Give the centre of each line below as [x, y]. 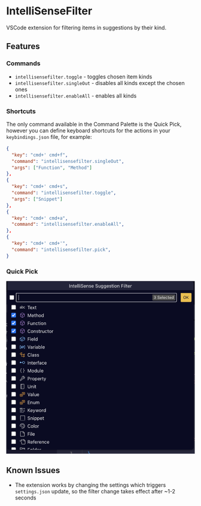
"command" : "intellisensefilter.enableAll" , [68, 225]
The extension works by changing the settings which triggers [90, 485]
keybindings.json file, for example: [49, 137]
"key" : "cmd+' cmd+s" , [40, 187]
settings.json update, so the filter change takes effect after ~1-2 [95, 491]
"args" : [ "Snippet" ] [37, 199]
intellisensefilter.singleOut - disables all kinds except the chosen [100, 83]
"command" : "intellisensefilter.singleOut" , [68, 161]
